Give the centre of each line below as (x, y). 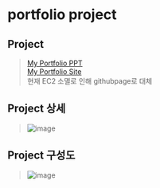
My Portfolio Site (54, 72)
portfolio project (62, 15)
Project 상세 (37, 109)
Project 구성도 (41, 156)
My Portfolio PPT (55, 63)
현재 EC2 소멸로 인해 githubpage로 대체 (90, 81)
